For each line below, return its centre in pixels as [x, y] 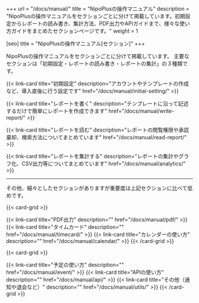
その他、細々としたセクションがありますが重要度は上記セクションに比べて [97, 188]
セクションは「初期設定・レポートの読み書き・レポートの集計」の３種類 [94, 63]
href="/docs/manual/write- [142, 111]
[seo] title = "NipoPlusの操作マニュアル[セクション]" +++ [76, 44]
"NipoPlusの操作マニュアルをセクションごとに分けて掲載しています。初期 [96, 16]
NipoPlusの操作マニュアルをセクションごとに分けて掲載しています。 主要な [98, 56]
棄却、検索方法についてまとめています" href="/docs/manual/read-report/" [97, 137]
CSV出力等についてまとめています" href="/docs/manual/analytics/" [104, 164]
